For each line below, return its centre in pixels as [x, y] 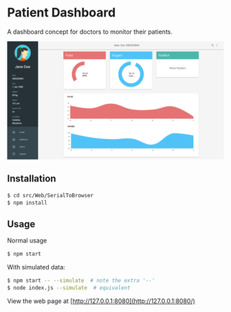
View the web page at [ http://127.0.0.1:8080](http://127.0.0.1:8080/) [101, 301]
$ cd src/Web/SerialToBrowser [51, 195]
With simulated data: [36, 267]
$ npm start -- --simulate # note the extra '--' [81, 281]
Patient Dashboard [62, 13]
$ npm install [27, 203]
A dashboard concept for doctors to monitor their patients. [90, 32]
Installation [32, 179]
